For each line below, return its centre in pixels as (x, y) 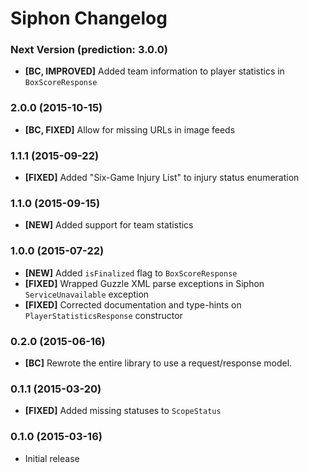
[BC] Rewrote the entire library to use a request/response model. (158, 363)
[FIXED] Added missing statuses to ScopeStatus (123, 411)
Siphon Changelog (89, 18)
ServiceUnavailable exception (87, 294)
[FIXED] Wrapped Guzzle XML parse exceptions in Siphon (144, 283)
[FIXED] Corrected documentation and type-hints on (133, 304)
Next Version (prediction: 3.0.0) (89, 50)
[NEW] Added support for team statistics (109, 225)
